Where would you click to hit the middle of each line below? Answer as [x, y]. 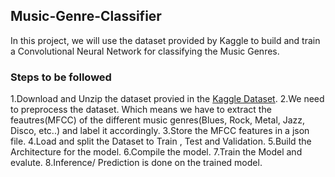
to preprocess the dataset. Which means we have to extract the [141, 110]
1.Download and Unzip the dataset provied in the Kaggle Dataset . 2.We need [167, 99]
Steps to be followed [61, 77]
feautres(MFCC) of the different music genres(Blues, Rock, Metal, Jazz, [158, 120]
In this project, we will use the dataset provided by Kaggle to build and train [165, 40]
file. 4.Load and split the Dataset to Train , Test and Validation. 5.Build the [161, 141]
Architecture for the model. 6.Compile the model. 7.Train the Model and [156, 152]
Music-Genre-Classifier [86, 16]
